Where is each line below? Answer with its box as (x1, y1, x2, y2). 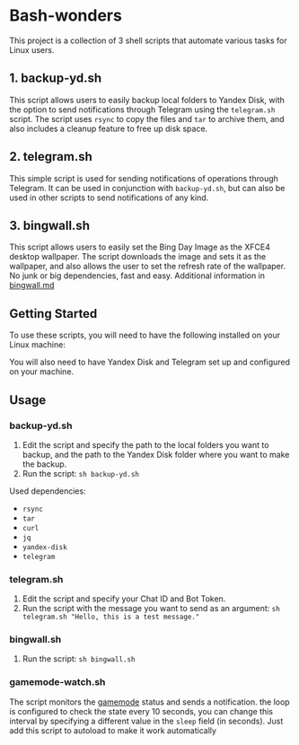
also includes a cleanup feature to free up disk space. (9, 123, 208, 134)
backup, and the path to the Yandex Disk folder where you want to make (22, 449, 290, 460)
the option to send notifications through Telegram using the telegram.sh (9, 104, 276, 115)
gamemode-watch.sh (9, 676, 106, 688)
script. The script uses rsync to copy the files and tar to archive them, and (9, 113, 285, 124)
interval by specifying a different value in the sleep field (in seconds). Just (9, 715, 284, 726)
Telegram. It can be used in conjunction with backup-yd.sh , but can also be (9, 182, 286, 193)
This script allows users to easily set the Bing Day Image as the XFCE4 (9, 241, 271, 252)
